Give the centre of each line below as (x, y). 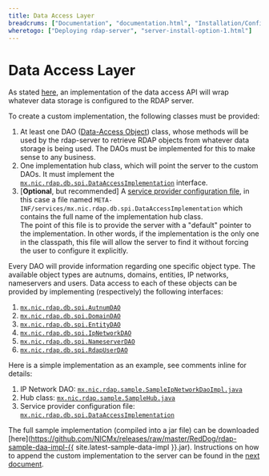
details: (20, 374)
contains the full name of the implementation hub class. (111, 217)
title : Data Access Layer (51, 16)
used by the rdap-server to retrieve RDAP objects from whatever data (134, 140)
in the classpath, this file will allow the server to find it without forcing (134, 242)
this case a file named (56, 200)
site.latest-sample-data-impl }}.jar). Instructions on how (167, 447)
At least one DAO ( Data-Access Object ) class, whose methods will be (134, 132)
